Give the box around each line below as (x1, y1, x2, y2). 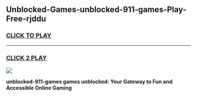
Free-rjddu (6, 14, 46, 24)
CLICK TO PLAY (6, 32, 52, 40)
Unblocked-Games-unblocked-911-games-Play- (6, 5, 186, 15)
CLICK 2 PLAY (6, 53, 47, 62)
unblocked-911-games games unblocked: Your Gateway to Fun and (6, 78, 173, 85)
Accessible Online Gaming (6, 84, 72, 91)
